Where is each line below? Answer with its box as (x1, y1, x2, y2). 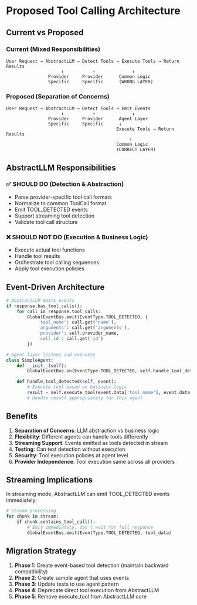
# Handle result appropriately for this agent (27, 395, 143, 401)
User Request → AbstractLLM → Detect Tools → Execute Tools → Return (6, 58, 180, 64)
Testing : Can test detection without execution (14, 446, 125, 453)
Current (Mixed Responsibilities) (6, 45, 101, 53)
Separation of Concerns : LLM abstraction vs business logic (14, 427, 159, 434)
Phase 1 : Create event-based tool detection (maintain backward (14, 562, 169, 569)
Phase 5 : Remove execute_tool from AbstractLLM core (14, 593, 147, 600)
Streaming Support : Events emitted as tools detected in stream (14, 439, 168, 446)
